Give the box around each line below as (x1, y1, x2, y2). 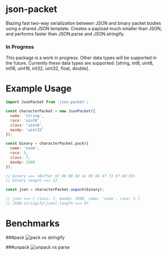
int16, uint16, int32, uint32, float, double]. (5, 65, 89, 71)
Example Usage (5, 83, 72, 94)
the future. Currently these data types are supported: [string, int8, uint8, (5, 60, 154, 66)
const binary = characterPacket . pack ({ (5, 141, 89, 146)
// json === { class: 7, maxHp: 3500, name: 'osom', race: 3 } (5, 196, 140, 201)
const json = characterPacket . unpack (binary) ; (5, 187, 104, 192)
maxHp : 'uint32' (10, 127, 44, 133)
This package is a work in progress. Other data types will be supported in (5, 55, 157, 61)
